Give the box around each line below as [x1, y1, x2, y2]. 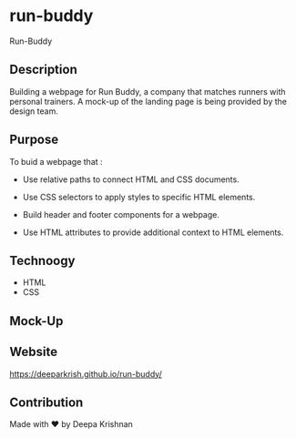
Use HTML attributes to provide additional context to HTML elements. [22, 227, 284, 238]
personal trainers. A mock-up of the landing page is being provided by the [9, 96, 287, 107]
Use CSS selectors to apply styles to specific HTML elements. [22, 191, 256, 202]
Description [9, 62, 77, 77]
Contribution [9, 394, 84, 410]
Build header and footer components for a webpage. [22, 209, 220, 219]
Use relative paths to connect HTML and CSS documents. [22, 174, 240, 185]
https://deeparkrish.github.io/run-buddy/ [9, 368, 162, 379]
